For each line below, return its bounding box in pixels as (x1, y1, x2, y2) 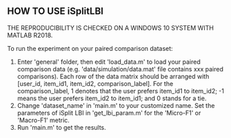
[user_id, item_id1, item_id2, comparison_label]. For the (17, 79, 174, 88)
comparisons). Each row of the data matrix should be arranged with (17, 72, 210, 80)
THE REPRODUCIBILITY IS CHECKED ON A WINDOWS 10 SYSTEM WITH (7, 23, 214, 32)
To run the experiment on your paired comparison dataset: (7, 44, 174, 52)
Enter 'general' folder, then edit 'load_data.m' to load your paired (17, 58, 201, 66)
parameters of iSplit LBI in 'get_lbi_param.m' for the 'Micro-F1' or (17, 108, 201, 117)
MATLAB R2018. (7, 31, 53, 39)
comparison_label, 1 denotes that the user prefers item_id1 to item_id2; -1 (17, 87, 224, 95)
